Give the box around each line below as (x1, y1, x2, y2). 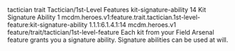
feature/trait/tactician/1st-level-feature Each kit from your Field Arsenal (7, 28, 214, 36)
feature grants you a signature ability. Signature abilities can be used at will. (7, 35, 229, 44)
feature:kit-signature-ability (7, 21, 88, 29)
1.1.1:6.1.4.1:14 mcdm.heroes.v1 (89, 21, 176, 29)
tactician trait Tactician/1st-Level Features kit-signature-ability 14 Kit (7, 6, 207, 13)
